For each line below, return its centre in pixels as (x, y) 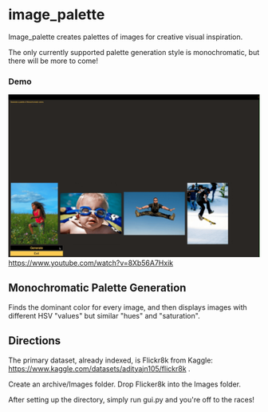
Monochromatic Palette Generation (97, 288)
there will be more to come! (53, 61)
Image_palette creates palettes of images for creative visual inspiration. (126, 37)
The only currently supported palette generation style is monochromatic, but (134, 52)
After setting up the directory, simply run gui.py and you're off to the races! (132, 399)
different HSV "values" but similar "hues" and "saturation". (104, 315)
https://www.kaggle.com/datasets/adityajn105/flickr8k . (99, 368)
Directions (35, 341)
